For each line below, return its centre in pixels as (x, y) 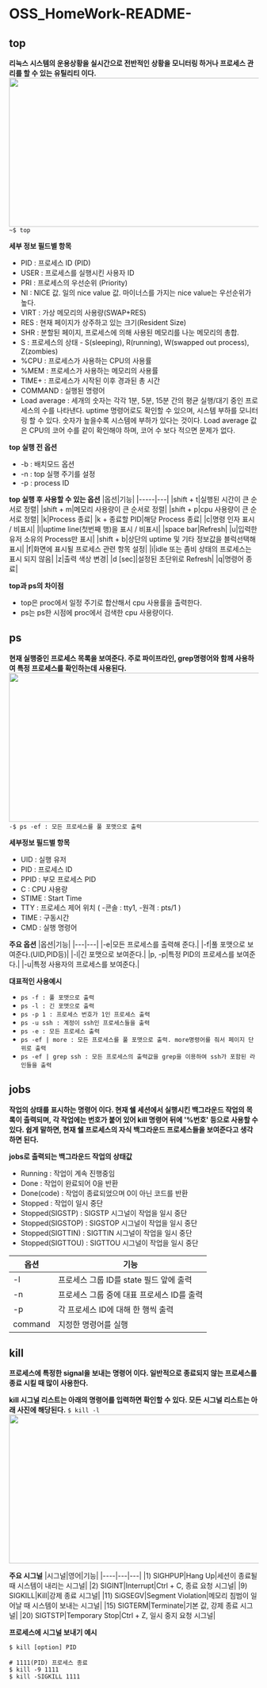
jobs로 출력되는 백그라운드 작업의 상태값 (71, 1156)
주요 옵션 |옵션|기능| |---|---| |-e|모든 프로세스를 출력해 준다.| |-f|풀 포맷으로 (127, 944)
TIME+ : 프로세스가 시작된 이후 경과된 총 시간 (90, 381)
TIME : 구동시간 (45, 917)
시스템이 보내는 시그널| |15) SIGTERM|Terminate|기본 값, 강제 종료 (135, 1605)
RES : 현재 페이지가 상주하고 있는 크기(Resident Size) (103, 322)
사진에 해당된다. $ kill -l (58, 1410)
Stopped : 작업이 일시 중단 (62, 1203)
